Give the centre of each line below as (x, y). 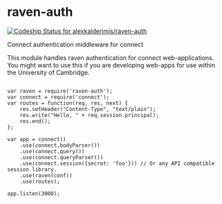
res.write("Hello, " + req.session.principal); (89, 115)
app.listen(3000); (34, 194)
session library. (32, 170)
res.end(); (35, 121)
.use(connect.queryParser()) (62, 157)
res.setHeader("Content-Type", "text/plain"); (88, 109)
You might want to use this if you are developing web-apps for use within (111, 65)
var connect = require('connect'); (58, 97)
